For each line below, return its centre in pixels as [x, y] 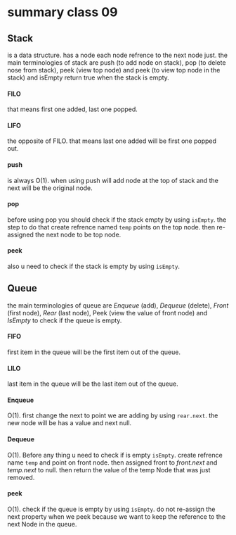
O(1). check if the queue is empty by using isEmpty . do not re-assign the [111, 509]
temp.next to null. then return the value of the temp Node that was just [109, 470]
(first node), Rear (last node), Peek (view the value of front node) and [107, 313]
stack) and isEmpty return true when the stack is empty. [88, 77]
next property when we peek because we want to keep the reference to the [117, 516]
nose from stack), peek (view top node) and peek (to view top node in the [114, 70]
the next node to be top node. [78, 234]
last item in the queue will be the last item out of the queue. [93, 384]
